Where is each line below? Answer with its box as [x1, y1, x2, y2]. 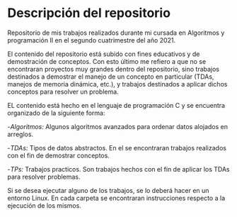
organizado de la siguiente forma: [7, 108, 105, 117]
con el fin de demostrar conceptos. [7, 151, 110, 160]
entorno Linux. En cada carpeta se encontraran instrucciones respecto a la [7, 194, 226, 202]
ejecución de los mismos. [7, 201, 81, 210]
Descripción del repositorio [7, 5, 171, 21]
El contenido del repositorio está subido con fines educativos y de [7, 50, 200, 58]
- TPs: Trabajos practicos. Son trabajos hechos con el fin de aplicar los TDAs [7, 165, 230, 173]
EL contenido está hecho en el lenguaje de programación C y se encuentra [7, 101, 225, 109]
